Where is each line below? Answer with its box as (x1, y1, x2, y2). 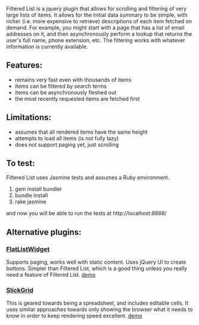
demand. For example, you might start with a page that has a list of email (6, 24, 185, 31)
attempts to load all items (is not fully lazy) (14, 134, 119, 142)
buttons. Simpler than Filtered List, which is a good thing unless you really (6, 265, 188, 272)
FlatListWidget (6, 244, 50, 253)
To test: (6, 158, 35, 169)
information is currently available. (6, 43, 88, 50)
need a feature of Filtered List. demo (6, 271, 96, 278)
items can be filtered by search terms (14, 82, 107, 89)
